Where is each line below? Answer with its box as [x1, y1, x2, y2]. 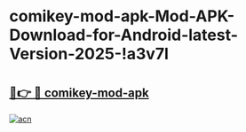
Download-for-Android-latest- [9, 25, 238, 45]
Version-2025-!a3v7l [9, 44, 169, 64]
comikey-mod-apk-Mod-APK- [9, 6, 235, 27]
